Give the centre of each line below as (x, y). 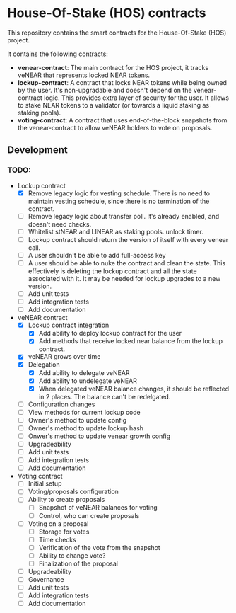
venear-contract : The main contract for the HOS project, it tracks (113, 67)
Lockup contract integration (69, 325)
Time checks (57, 539)
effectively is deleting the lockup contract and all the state (112, 271)
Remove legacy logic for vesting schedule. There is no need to (119, 193)
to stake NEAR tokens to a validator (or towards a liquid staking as (113, 105)
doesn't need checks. (60, 224)
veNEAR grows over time (64, 357)
